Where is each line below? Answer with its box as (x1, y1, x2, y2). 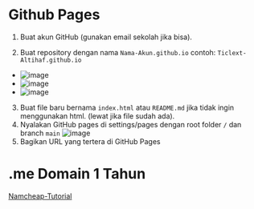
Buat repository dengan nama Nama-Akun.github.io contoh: (19, 47, 216, 57)
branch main (19, 128, 60, 138)
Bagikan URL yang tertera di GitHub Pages (19, 136, 161, 146)
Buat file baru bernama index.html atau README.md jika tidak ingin (19, 102, 235, 112)
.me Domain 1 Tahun (8, 165, 146, 183)
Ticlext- (217, 49, 247, 57)
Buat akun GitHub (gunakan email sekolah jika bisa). (19, 32, 193, 42)
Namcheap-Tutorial (8, 191, 72, 201)
